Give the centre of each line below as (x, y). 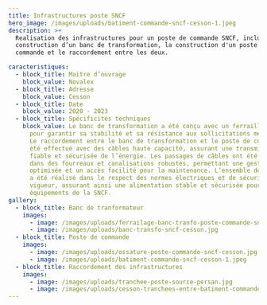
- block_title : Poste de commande (72, 237)
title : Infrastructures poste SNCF (67, 16)
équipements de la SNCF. (70, 193)
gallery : (23, 200)
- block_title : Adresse (54, 89)
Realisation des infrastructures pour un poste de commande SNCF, (128, 38)
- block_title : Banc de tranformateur (80, 208)
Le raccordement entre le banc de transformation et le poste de (139, 141)
